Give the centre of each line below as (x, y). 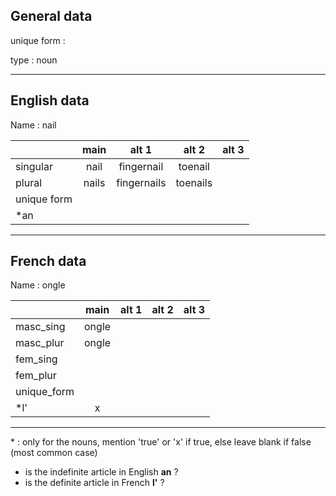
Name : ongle (38, 285)
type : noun (34, 60)
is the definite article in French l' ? (94, 483)
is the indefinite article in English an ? (101, 472)
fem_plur (36, 376)
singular (34, 166)
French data (48, 261)
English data (50, 100)
